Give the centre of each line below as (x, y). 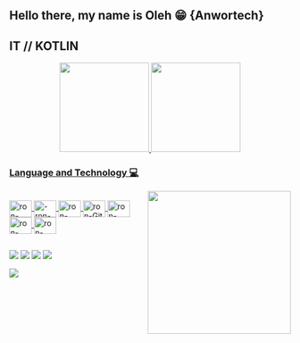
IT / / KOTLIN (44, 46)
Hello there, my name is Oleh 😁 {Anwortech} (137, 16)
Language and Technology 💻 (74, 172)
